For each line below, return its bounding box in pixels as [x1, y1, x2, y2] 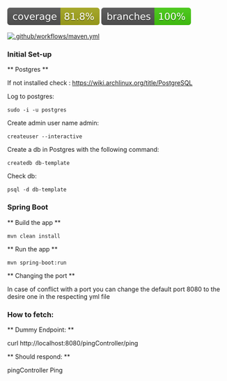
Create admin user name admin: [7, 119, 100, 127]
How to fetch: [7, 309, 54, 319]
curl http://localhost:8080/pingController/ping [7, 339, 139, 347]
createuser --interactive [7, 133, 82, 140]
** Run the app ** [7, 244, 58, 253]
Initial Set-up [7, 49, 52, 59]
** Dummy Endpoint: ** [7, 325, 75, 334]
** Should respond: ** [7, 352, 71, 361]
